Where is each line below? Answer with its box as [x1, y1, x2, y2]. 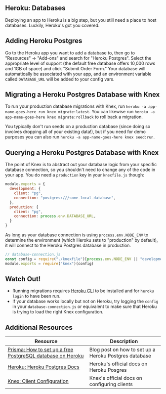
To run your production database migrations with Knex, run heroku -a [5, 103, 147, 109]
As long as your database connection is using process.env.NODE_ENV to [5, 232, 149, 238]
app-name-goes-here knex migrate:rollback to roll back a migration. [5, 114, 143, 120]
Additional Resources [5, 323, 73, 332]
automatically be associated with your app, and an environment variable [5, 71, 152, 77]
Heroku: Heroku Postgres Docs [7, 363, 80, 370]
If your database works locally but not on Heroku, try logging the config [12, 299, 159, 305]
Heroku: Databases [5, 4, 66, 12]
